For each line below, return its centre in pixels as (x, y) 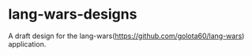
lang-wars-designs (73, 14)
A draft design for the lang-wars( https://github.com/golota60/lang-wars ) (126, 36)
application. (27, 44)
